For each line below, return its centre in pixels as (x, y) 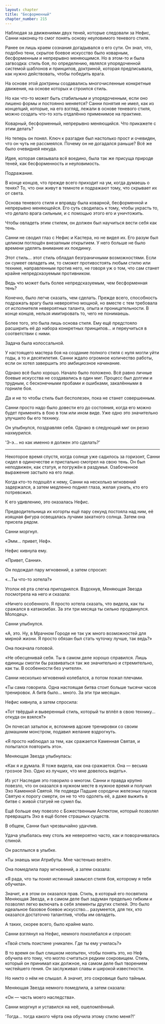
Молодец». (17, 614)
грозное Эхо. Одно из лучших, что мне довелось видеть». (66, 771)
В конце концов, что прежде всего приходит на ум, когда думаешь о (77, 183)
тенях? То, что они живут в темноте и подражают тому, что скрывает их (81, 188)
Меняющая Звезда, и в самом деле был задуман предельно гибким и (79, 899)
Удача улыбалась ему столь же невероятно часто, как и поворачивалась (82, 835)
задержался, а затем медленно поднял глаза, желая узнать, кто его (77, 487)
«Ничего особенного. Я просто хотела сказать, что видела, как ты (75, 604)
